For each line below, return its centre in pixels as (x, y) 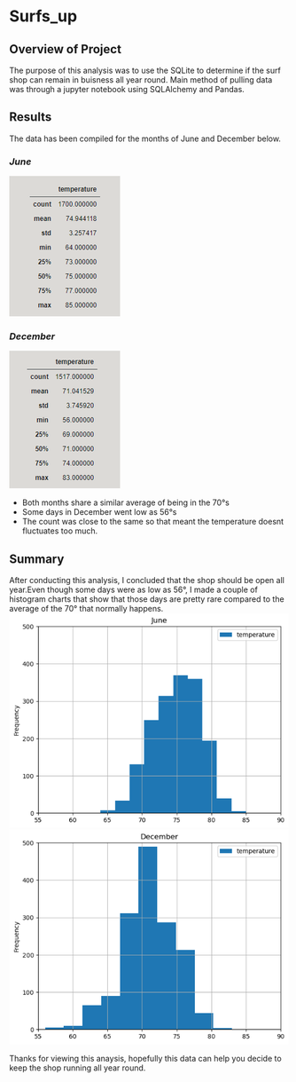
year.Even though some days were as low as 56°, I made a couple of (134, 590)
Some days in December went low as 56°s (99, 512)
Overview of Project (66, 49)
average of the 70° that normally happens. (86, 609)
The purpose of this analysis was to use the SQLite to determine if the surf (145, 70)
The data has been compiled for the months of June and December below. (145, 138)
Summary (37, 559)
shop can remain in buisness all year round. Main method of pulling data (141, 80)
